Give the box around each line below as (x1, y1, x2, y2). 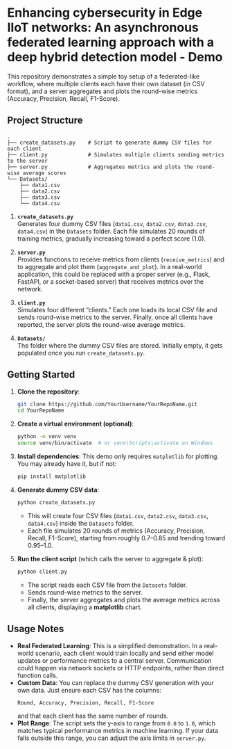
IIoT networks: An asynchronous (7, 19, 199, 35)
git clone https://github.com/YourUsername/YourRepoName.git (17, 401, 198, 408)
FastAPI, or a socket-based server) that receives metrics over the (17, 277, 204, 286)
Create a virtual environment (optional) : (17, 419, 134, 428)
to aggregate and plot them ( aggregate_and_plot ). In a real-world (17, 262, 202, 271)
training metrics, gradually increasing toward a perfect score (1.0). (17, 234, 206, 243)
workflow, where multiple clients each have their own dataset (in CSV (7, 79, 206, 88)
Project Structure (7, 115, 83, 127)
